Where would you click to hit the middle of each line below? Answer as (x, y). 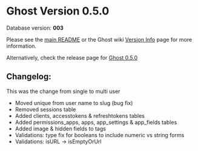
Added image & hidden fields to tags (60, 129)
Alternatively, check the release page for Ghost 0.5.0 (72, 57)
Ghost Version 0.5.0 (58, 11)
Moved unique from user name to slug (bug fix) (74, 103)
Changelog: (29, 77)
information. (21, 46)
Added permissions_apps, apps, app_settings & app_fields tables (96, 122)
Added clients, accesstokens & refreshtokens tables (80, 115)
